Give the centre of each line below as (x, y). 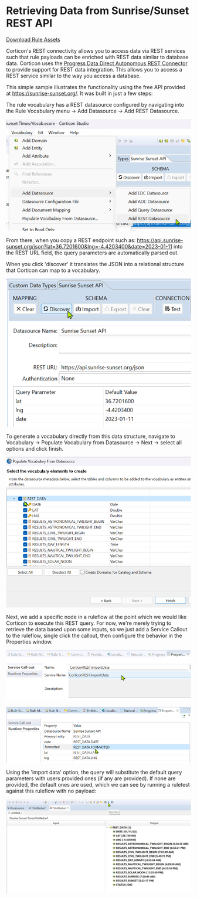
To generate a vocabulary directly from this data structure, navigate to (91, 436)
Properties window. (29, 642)
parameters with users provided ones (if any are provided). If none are (91, 778)
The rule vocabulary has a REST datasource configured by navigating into (95, 104)
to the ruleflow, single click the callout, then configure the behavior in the (94, 636)
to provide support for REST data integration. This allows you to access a (94, 69)
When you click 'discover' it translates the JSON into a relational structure (95, 264)
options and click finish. (35, 448)
